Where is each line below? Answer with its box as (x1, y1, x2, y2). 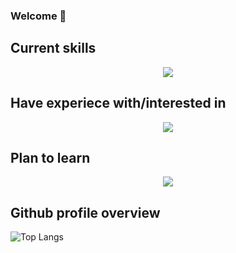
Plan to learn (10, 149, 91, 166)
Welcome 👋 (10, 9, 67, 23)
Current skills (10, 40, 97, 57)
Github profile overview (10, 204, 161, 221)
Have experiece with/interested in (10, 95, 227, 112)
